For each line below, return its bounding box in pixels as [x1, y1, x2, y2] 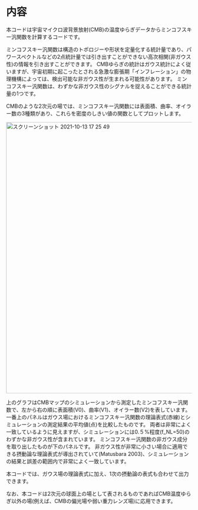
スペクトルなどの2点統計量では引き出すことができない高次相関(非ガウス [16, 53, 192, 60]
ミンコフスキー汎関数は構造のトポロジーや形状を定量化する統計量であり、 [6, 45, 187, 53]
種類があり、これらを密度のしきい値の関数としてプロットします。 [24, 110, 184, 117]
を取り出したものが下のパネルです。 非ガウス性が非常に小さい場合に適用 [6, 443, 183, 450]
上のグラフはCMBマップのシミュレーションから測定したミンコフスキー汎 [6, 399, 183, 406]
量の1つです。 [6, 90, 39, 97]
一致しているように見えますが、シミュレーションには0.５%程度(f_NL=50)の [6, 428, 190, 435]
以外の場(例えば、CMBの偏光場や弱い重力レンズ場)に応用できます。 [11, 497, 176, 504]
